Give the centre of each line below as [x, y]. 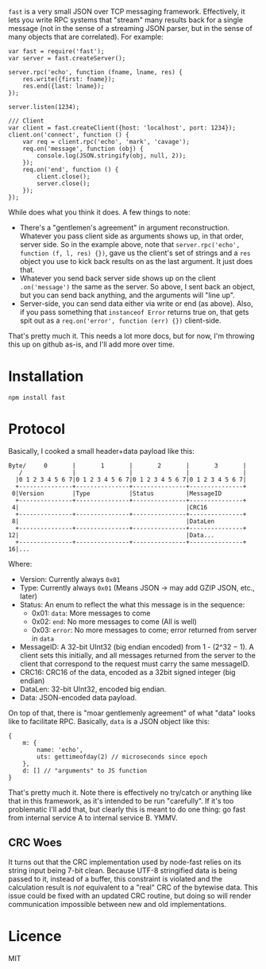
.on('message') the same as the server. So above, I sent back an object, [137, 287]
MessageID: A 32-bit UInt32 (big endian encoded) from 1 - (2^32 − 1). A [137, 646]
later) [29, 596]
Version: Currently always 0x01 [70, 579]
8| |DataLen [113, 521]
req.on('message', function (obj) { [83, 149]
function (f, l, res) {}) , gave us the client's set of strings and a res [135, 253]
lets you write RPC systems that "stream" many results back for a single [126, 20]
